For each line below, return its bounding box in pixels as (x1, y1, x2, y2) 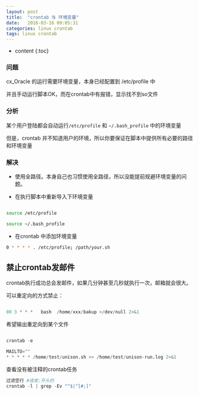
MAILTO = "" (6, 348, 31, 355)
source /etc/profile (6, 210, 58, 217)
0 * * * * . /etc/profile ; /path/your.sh (6, 244, 110, 251)
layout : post (6, 8, 39, 15)
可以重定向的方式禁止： (6, 292, 64, 299)
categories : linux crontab (6, 25, 73, 32)
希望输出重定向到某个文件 (6, 320, 69, 328)
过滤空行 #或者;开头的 (6, 377, 55, 384)
